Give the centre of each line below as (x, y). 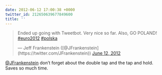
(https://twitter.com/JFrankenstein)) (54, 53)
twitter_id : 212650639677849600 (39, 14)
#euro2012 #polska (37, 38)
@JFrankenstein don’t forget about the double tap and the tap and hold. (79, 63)
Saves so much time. (27, 68)
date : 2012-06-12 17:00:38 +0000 (40, 10)
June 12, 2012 (106, 53)
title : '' (16, 19)
